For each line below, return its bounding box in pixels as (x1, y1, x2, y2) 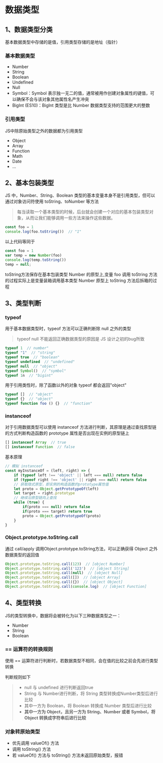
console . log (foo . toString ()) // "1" (5, 229, 82, 234)
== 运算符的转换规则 (5, 646, 53, 653)
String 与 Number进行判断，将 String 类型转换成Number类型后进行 (24, 690, 158, 696)
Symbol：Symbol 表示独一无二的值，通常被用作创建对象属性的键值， (12, 91, 150, 96)
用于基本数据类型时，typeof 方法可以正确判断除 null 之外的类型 (5, 326, 131, 331)
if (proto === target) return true (22, 509, 92, 514)
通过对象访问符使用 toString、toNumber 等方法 (5, 199, 99, 204)
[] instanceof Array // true (5, 440, 67, 445)
